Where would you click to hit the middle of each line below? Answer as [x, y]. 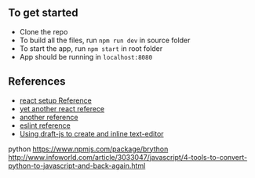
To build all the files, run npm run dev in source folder [105, 40]
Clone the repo [44, 31]
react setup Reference [55, 100]
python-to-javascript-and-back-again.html [77, 165]
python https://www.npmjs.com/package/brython [88, 149]
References [37, 82]
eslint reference [45, 125]
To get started [43, 13]
